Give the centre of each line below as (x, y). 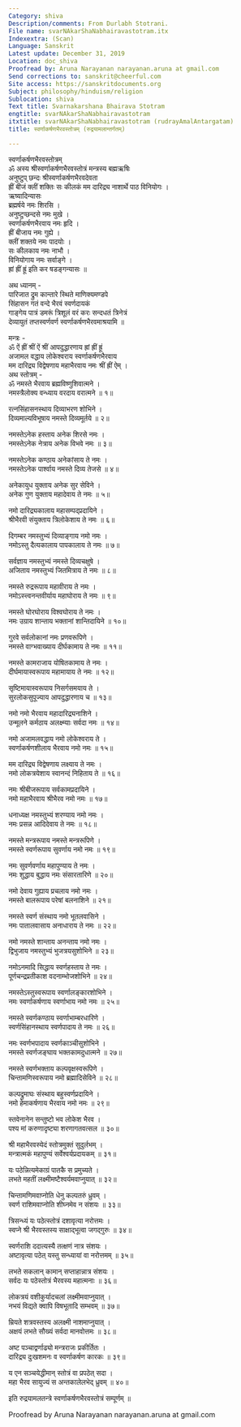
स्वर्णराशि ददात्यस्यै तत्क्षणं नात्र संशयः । (58, 1246)
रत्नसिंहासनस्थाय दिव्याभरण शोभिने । (56, 409)
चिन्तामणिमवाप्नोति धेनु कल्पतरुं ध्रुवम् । (58, 1195)
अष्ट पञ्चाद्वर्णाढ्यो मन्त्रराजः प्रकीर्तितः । (57, 1347)
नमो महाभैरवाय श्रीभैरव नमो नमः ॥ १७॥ (58, 798)
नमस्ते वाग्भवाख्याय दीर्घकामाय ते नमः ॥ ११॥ (65, 646)
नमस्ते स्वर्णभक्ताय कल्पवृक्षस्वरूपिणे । (56, 1068)
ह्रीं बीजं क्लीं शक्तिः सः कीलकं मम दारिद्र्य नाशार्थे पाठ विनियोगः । (88, 187)
